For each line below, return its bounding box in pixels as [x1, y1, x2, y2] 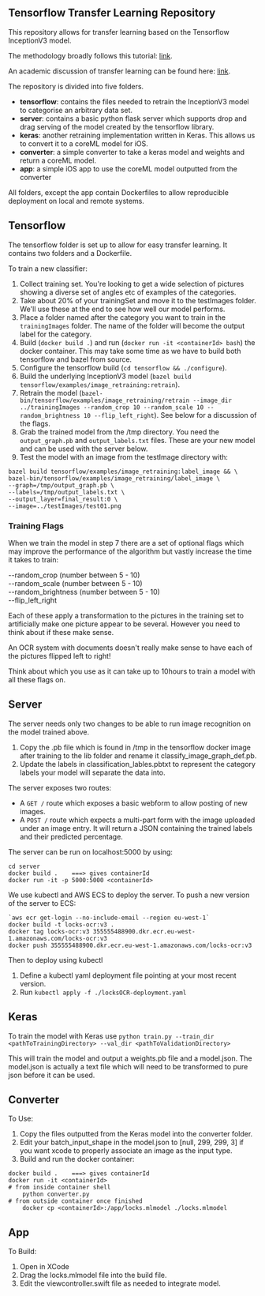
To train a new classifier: [8, 264, 88, 273]
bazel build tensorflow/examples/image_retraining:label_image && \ [8, 468, 238, 475]
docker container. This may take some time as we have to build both [19, 346, 241, 355]
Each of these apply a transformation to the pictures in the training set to [8, 610, 244, 620]
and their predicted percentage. [19, 832, 124, 841]
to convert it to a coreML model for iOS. [19, 138, 148, 148]
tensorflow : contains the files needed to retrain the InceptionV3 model [19, 96, 250, 106]
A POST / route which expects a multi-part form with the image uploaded [19, 815, 256, 825]
